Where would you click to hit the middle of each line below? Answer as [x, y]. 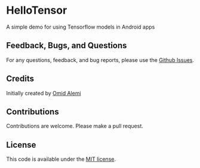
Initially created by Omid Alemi [44, 93]
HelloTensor [37, 10]
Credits [20, 79]
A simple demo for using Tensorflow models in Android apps [81, 27]
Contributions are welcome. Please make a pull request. [75, 126]
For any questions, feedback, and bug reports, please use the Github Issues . [100, 60]
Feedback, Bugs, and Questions [67, 46]
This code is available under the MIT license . [61, 159]
